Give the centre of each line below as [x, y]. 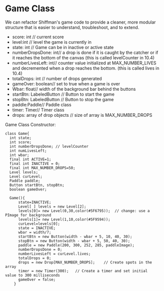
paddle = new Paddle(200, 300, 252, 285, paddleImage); [76, 245]
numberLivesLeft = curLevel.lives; [54, 254]
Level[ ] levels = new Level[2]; [52, 207]
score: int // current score [38, 37]
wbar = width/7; [35, 232]
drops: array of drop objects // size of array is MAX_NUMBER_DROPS [82, 115]
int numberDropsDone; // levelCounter [49, 146]
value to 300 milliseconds [33, 275]
